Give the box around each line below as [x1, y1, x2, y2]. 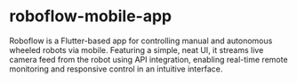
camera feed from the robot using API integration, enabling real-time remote [9, 54, 288, 64]
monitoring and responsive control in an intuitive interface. [9, 64, 223, 74]
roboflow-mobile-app [9, 6, 173, 26]
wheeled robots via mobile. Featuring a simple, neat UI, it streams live [9, 44, 264, 55]
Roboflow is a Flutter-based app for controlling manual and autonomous [9, 35, 273, 46]
